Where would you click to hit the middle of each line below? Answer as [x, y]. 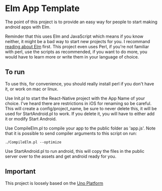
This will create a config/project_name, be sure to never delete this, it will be [81, 108]
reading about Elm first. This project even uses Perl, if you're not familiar [77, 46]
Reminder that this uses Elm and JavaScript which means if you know [74, 36]
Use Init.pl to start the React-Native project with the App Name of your [75, 98]
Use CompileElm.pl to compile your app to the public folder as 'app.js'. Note [80, 128]
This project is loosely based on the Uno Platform [54, 183]
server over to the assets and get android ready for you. [61, 156]
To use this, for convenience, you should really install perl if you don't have [80, 84]
